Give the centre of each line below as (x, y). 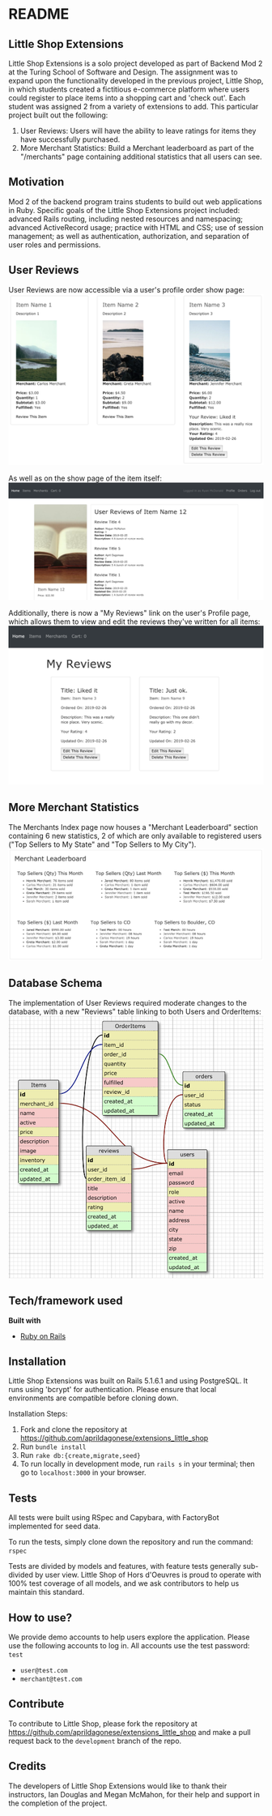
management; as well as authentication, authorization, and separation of (129, 236)
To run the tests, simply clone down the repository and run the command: (131, 1542)
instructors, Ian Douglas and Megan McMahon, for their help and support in (134, 1794)
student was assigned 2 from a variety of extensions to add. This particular (134, 107)
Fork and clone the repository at (74, 1429)
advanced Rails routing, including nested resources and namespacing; (125, 219)
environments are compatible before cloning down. (93, 1398)
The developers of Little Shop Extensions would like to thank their (118, 1786)
